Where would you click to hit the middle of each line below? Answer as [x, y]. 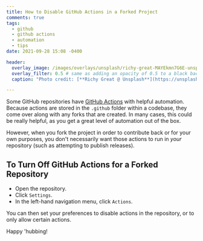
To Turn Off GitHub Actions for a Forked [82, 164]
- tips [20, 46]
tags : [13, 23]
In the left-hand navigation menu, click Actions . [74, 202]
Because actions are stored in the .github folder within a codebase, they [97, 108]
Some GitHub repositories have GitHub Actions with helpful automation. [95, 102]
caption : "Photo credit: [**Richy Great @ [66, 79]
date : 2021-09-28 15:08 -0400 [44, 51]
